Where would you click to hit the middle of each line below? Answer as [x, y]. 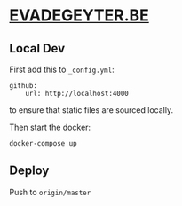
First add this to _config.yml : [62, 69]
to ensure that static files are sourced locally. [91, 110]
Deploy [29, 171]
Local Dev [37, 48]
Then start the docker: [50, 127]
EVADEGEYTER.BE [79, 16]
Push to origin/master [50, 192]
